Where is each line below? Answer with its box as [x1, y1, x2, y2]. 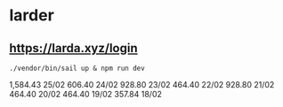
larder [9, 5, 55, 26]
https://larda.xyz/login [9, 41, 138, 56]
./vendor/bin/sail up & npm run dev [9, 64, 145, 73]
